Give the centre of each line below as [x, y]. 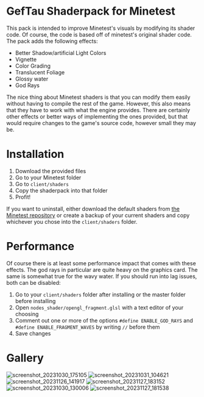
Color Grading [33, 66]
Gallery [25, 358]
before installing [35, 301]
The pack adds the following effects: [52, 41]
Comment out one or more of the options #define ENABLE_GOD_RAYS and [104, 320]
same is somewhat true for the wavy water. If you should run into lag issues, [102, 276]
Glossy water [32, 79]
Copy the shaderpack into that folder [61, 190]
